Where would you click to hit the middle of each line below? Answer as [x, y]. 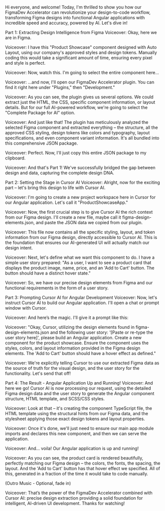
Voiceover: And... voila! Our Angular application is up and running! [72, 448]
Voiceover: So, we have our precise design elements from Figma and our [79, 283]
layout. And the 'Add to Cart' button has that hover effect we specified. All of [83, 468]
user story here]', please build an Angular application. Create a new [73, 337]
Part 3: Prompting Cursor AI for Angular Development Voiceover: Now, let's [81, 297]
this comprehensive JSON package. [42, 143]
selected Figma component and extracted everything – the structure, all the [82, 127]
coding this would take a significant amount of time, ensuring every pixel [79, 58]
